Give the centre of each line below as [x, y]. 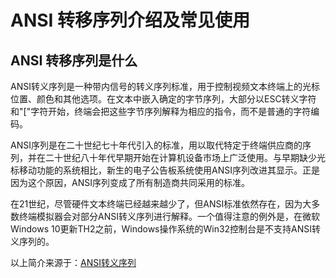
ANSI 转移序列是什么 [74, 60]
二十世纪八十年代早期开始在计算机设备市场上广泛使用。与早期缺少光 [185, 157]
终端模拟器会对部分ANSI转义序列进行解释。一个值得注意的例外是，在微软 [169, 216]
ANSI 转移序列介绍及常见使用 [130, 20]
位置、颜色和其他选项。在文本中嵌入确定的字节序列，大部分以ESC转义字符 [163, 99]
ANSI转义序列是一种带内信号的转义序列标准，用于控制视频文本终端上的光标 [165, 86]
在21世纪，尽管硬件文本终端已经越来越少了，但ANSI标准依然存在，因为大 [161, 204]
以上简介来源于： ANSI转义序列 [73, 262]
